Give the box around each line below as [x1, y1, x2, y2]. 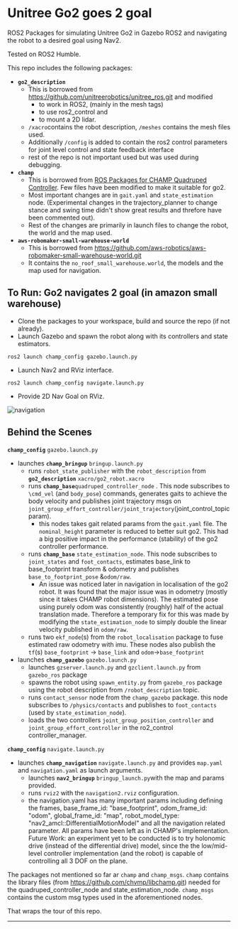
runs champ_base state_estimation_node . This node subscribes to [28, 549, 217, 558]
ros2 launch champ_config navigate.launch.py [7, 379, 144, 387]
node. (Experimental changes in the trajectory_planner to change [28, 198, 218, 207]
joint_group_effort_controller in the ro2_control [28, 723, 174, 731]
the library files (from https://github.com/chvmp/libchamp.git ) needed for [7, 878, 221, 886]
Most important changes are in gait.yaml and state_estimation [28, 190, 214, 199]
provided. [28, 780, 57, 790]
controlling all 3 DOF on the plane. [28, 856, 128, 865]
